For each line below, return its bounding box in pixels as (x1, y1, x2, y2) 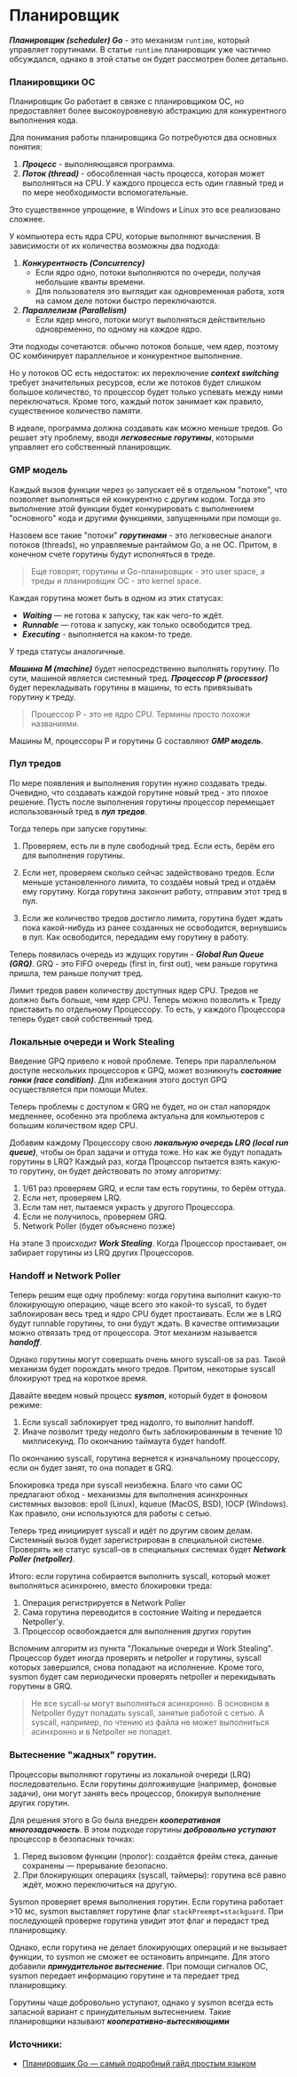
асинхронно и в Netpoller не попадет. (30, 1727, 173, 1737)
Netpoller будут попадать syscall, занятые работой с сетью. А (30, 1708, 264, 1719)
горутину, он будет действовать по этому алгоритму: (19, 1166, 222, 1176)
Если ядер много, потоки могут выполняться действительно (35, 315, 266, 325)
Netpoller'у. (21, 1616, 65, 1627)
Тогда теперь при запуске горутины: (9, 823, 148, 834)
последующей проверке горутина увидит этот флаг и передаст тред (9, 1915, 270, 1926)
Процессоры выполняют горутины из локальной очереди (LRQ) (9, 1768, 251, 1779)
